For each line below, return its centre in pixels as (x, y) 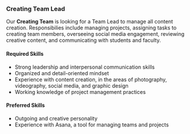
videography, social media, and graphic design (71, 86)
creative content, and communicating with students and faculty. (83, 41)
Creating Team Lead (36, 9)
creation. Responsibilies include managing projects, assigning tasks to (91, 28)
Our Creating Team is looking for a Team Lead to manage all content (90, 22)
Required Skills (25, 53)
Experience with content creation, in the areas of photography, (91, 79)
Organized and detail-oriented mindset (62, 73)
